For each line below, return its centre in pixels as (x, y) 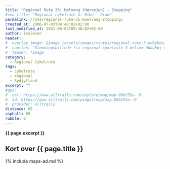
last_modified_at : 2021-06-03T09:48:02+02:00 (54, 29)
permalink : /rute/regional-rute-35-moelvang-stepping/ (64, 19)
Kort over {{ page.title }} (44, 149)
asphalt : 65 (18, 114)
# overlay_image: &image (32, 43)
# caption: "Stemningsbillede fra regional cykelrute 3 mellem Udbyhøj (83, 48)
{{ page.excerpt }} (25, 133)
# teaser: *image (25, 52)
